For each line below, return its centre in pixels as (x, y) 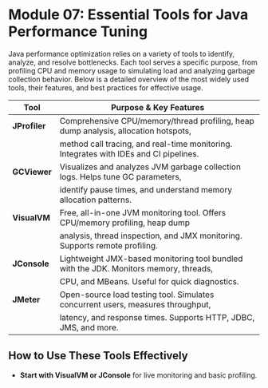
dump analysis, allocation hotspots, (125, 131)
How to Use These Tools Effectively (99, 356)
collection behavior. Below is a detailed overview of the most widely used (129, 79)
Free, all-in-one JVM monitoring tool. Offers (143, 212)
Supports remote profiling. (108, 245)
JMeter (26, 299)
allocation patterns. (95, 200)
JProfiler (29, 125)
